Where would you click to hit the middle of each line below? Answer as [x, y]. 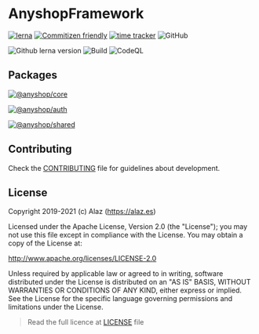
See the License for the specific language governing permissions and [120, 299]
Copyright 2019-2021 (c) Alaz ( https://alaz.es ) [82, 212]
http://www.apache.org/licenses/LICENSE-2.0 [82, 259]
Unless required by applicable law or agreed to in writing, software [116, 274]
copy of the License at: [45, 243]
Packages [33, 75]
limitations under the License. [56, 307]
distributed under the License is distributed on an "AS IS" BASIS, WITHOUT [129, 282]
